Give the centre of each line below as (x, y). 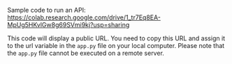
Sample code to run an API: (46, 10)
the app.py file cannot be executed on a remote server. (86, 53)
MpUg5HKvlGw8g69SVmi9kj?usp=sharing (68, 25)
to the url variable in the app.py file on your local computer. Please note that (116, 46)
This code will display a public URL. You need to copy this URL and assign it (116, 38)
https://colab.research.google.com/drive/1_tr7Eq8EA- (84, 17)
